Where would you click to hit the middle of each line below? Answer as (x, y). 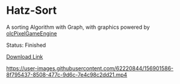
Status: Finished (26, 45)
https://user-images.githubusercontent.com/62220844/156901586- (90, 68)
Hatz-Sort (31, 10)
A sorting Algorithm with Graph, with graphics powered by (78, 27)
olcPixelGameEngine (31, 33)
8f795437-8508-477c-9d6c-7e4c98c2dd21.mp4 (67, 74)
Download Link (25, 56)
